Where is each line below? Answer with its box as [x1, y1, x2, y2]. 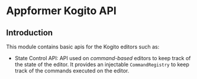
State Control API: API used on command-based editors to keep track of [14, 55, 191, 61]
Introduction [6, 28, 53, 38]
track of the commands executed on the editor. [14, 67, 130, 74]
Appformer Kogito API [6, 4, 117, 18]
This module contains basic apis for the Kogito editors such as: [6, 43, 160, 50]
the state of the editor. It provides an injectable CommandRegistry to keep [14, 61, 189, 68]
